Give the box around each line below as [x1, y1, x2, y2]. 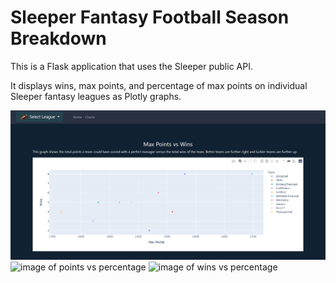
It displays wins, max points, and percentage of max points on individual [10, 79, 308, 91]
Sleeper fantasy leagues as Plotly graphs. [10, 90, 182, 102]
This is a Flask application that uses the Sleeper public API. [10, 60, 253, 72]
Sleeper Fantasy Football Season [10, 6, 290, 29]
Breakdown [10, 27, 107, 50]
